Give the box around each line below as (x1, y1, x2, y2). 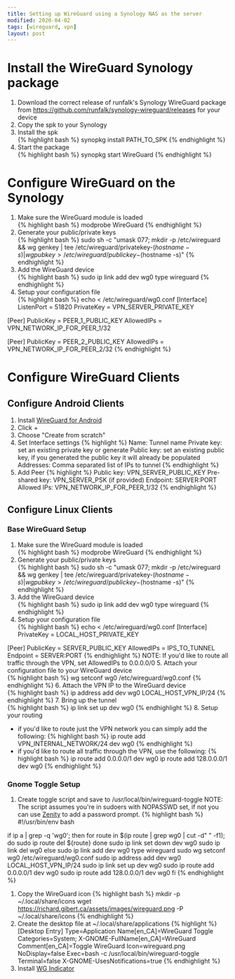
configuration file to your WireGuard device (7, 666, 133, 674)
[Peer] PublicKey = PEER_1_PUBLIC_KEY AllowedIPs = (7, 317, 163, 325)
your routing (7, 711, 43, 719)
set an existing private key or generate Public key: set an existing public (17, 446, 225, 454)
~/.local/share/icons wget (17, 897, 92, 906)
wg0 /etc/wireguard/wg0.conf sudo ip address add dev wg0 (7, 854, 181, 862)
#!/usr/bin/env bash (17, 817, 75, 826)
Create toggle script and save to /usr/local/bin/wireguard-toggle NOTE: (17, 795, 223, 804)
